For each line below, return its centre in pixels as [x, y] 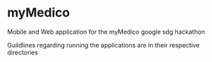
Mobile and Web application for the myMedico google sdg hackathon [106, 32]
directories [23, 52]
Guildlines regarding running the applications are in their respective [104, 45]
